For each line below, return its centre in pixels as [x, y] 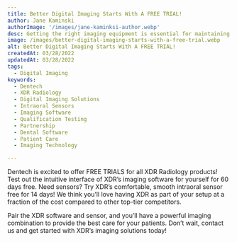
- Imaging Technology [46, 146]
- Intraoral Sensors [44, 106]
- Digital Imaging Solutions [57, 100]
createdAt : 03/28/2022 [41, 54]
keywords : [22, 80]
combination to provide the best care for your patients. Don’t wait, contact [115, 223]
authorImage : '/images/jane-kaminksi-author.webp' [84, 27]
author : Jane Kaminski [41, 21]
